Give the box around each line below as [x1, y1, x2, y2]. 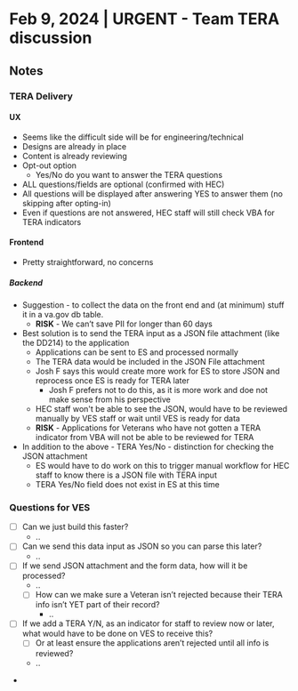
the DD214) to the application [21, 337, 130, 348]
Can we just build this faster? [21, 521, 129, 533]
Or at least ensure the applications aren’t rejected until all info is [35, 638, 270, 648]
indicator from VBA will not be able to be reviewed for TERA [35, 431, 254, 442]
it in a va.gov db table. [21, 309, 104, 319]
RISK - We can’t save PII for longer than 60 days [35, 318, 213, 329]
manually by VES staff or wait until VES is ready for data [35, 413, 240, 423]
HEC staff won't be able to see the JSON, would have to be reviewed [35, 403, 287, 414]
